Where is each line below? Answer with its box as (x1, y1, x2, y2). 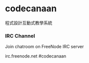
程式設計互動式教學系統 (5, 20, 52, 26)
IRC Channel (5, 32, 35, 39)
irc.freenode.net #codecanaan (5, 53, 67, 59)
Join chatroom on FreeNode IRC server (5, 44, 84, 50)
